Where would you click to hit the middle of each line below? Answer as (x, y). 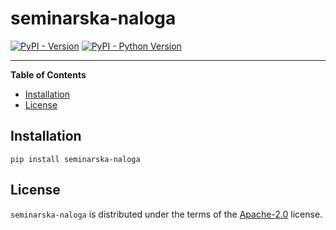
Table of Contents (48, 74)
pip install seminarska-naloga (75, 159)
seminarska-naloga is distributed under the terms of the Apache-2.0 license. (166, 214)
